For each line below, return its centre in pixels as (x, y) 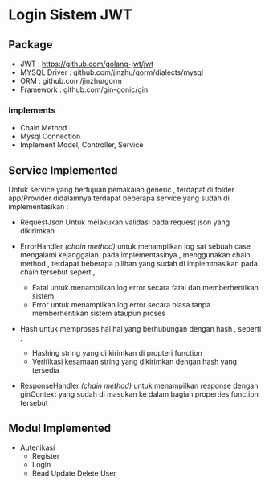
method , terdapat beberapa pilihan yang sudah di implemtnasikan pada (139, 264)
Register (46, 455)
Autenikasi (37, 447)
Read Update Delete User (74, 473)
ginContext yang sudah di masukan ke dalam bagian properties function (139, 394)
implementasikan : (39, 207)
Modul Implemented (59, 428)
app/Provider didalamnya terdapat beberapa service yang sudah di (119, 198)
